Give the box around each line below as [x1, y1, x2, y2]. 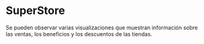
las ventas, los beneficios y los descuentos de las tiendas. [6, 30, 153, 37]
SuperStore [6, 4, 66, 18]
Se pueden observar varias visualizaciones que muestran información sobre [6, 24, 198, 31]
